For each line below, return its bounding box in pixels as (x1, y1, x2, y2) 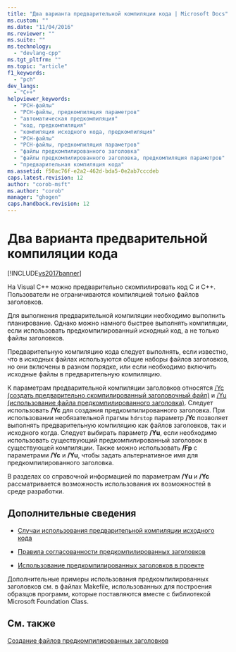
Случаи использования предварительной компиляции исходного (17, 526, 215, 534)
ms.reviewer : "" (7, 30, 55, 37)
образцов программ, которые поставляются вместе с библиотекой (7, 589, 211, 598)
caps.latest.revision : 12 (7, 174, 83, 181)
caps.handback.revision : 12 (7, 200, 90, 208)
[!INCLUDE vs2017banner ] (7, 269, 82, 277)
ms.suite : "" (7, 37, 46, 44)
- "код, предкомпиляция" (13, 121, 87, 129)
